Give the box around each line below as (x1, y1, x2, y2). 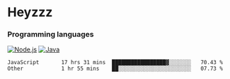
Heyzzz (7, 4, 53, 20)
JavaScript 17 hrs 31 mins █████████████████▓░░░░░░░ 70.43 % (7, 59, 223, 66)
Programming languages (7, 30, 94, 39)
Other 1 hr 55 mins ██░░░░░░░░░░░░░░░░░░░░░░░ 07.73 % (7, 65, 223, 73)
